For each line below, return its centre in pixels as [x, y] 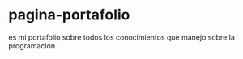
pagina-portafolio [69, 15]
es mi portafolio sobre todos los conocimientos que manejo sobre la [122, 37]
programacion [32, 45]
